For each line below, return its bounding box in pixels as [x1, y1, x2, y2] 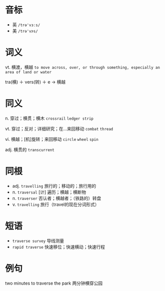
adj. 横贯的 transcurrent [5, 146, 55, 153]
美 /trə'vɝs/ [12, 28, 38, 33]
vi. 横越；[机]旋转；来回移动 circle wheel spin [5, 136, 99, 142]
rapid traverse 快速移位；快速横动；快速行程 [12, 244, 105, 250]
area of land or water [5, 69, 52, 74]
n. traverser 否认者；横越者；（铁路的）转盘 [12, 195, 101, 201]
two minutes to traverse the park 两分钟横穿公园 [5, 280, 102, 286]
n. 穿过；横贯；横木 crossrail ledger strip [5, 115, 94, 121]
